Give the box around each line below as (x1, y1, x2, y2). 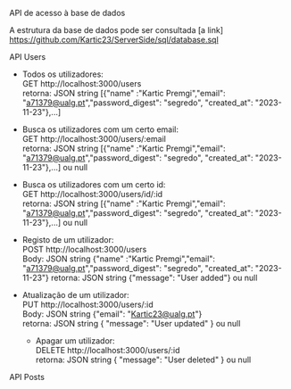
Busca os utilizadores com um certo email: (21, 124, 179, 135)
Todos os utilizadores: (21, 69, 104, 79)
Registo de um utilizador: (21, 235, 114, 244)
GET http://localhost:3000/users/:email (21, 134, 167, 144)
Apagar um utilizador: (35, 335, 115, 346)
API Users (9, 52, 46, 62)
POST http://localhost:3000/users (21, 244, 147, 254)
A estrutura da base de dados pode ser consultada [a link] (9, 25, 223, 35)
